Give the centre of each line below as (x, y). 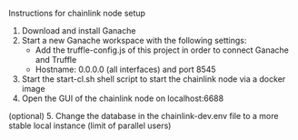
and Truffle (56, 60)
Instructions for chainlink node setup (77, 13)
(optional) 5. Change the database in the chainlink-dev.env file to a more (144, 116)
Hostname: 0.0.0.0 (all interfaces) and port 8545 (125, 69)
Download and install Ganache (79, 30)
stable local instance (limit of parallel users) (90, 125)
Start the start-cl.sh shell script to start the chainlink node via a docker (154, 79)
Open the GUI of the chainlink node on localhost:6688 (123, 98)
